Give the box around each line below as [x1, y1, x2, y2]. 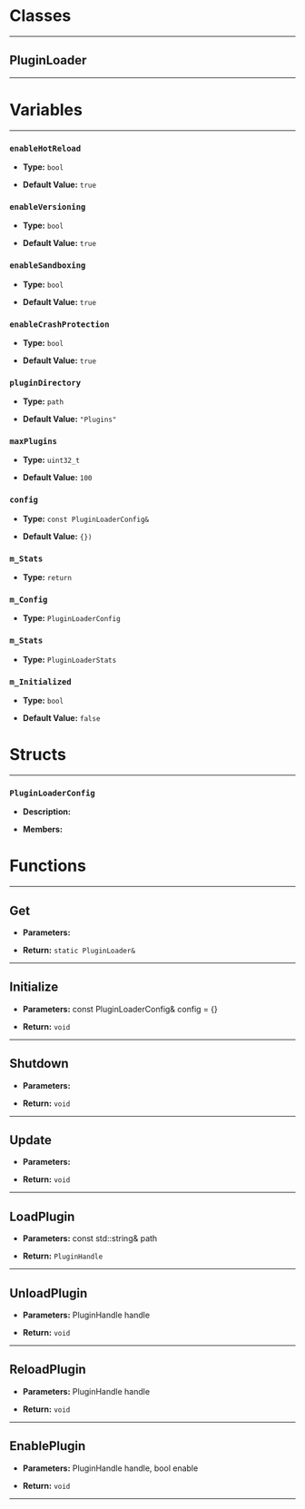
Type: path [22, 396, 64, 407]
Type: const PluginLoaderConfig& [22, 513, 150, 524]
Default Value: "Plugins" [22, 414, 117, 425]
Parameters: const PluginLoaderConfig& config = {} [22, 1003, 218, 1014]
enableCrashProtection [9, 319, 110, 330]
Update [9, 1132, 53, 1148]
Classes [9, 5, 72, 26]
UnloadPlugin [9, 1286, 88, 1301]
